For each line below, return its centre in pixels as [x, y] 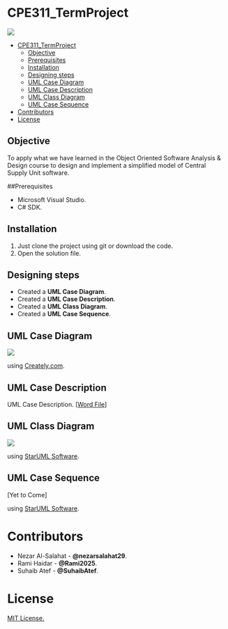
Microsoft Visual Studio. [52, 199]
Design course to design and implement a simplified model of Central [107, 165]
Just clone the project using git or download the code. [95, 246]
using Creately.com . [36, 366]
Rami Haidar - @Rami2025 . [57, 563]
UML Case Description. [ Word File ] [57, 404]
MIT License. [26, 618]
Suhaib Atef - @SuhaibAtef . [58, 570]
